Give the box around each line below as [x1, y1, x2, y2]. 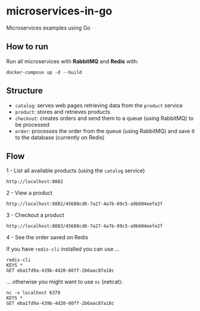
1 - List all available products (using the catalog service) [6, 167, 145, 174]
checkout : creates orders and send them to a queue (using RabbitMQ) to [14, 115, 194, 122]
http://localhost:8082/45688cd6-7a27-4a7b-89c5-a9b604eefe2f [6, 201, 163, 207]
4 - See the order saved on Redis [6, 234, 89, 241]
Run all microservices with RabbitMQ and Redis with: [6, 57, 139, 64]
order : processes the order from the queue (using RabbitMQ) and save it [14, 127, 195, 134]
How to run [6, 42, 49, 52]
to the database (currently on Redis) [14, 134, 105, 141]
